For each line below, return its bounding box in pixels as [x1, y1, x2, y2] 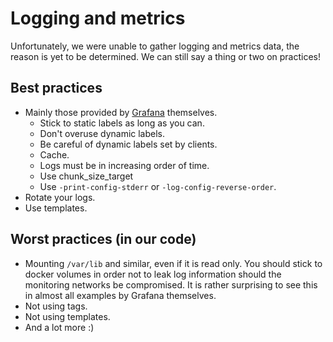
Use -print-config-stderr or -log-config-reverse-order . [39, 180, 277, 192]
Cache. [39, 148, 70, 161]
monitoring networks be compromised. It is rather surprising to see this [24, 278, 318, 291]
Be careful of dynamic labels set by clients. [39, 138, 218, 150]
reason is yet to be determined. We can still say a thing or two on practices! [10, 50, 322, 62]
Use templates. [24, 202, 88, 214]
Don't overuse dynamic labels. [39, 127, 166, 139]
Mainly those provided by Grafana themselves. [24, 106, 218, 118]
